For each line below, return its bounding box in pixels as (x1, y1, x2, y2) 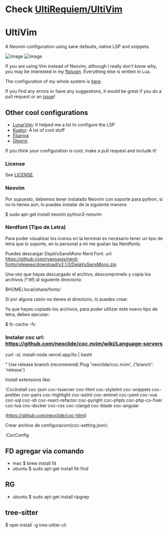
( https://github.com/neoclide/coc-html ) (5, 412, 87, 418)
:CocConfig (5, 432, 29, 438)
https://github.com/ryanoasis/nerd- (5, 256, 79, 262)
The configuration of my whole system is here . (5, 79, 102, 85)
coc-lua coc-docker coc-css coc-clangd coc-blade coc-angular (5, 403, 139, 409)
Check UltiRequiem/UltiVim (5, 4, 123, 15)
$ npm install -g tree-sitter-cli (5, 522, 67, 528)
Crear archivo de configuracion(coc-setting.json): (5, 422, 108, 429)
